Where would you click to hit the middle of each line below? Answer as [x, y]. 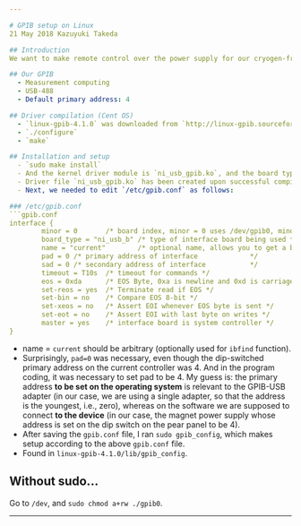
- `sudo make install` [60, 165]
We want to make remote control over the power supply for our [130, 58]
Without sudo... [54, 482]
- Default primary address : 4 [73, 99]
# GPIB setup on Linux [52, 25]
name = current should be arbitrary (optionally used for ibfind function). [156, 348]
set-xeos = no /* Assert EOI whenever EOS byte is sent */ [158, 306]
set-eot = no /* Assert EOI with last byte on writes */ [156, 315]
